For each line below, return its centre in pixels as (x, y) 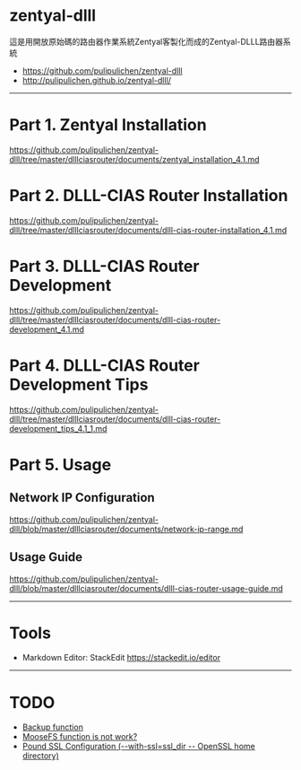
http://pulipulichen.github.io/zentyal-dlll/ (97, 80)
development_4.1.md (47, 329)
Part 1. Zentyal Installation (108, 125)
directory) (41, 756)
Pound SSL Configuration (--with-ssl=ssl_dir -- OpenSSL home (138, 747)
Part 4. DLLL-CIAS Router (104, 365)
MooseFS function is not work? (80, 737)
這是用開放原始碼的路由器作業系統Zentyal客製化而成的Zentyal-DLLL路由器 (146, 41)
